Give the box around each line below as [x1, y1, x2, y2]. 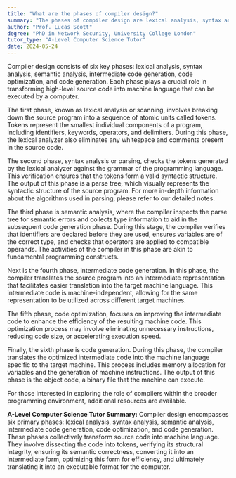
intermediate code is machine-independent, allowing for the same [7, 289, 198, 297]
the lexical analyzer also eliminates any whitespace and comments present [7, 136, 223, 144]
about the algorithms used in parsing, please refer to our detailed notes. [7, 194, 216, 202]
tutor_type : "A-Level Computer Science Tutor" [7, 37, 146, 44]
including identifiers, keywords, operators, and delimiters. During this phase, [7, 128, 228, 136]
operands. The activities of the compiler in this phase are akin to [7, 245, 193, 253]
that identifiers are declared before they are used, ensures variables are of [7, 230, 223, 238]
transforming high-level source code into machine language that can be [7, 85, 215, 93]
